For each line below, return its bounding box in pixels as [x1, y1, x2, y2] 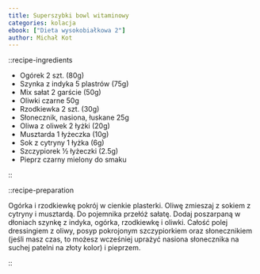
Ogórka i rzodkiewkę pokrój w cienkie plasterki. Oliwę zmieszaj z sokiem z [8, 201, 251, 211]
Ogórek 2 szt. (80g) [19, 70, 85, 80]
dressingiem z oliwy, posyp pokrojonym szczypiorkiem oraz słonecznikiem [8, 226, 252, 236]
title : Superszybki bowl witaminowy [8, 11, 129, 20]
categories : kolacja [8, 19, 77, 27]
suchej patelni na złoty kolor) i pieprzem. [8, 243, 141, 253]
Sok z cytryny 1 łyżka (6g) [19, 138, 105, 147]
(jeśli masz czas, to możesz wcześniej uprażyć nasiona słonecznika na [8, 234, 239, 244]
